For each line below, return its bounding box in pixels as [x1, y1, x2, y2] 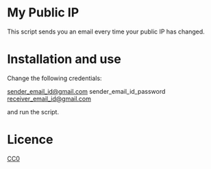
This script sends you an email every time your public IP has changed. [7, 27, 206, 36]
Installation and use [7, 51, 121, 67]
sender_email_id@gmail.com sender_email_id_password [7, 87, 166, 95]
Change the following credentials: [7, 74, 102, 82]
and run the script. [7, 107, 60, 116]
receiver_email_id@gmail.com [7, 94, 91, 103]
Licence [7, 132, 53, 148]
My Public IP [7, 5, 79, 21]
